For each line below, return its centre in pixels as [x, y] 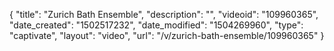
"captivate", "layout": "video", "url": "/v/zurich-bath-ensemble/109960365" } [167, 35]
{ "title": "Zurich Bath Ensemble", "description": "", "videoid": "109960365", [164, 14]
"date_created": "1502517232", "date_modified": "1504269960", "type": [156, 25]
